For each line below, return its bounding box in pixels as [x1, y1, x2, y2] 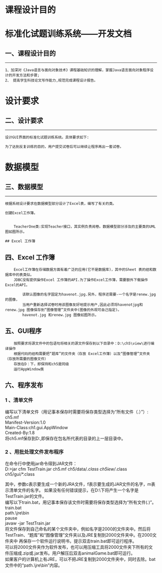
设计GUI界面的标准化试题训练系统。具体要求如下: [5, 135, 89, 140]
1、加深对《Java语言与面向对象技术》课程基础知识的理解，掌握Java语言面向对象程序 [5, 68, 150, 73]
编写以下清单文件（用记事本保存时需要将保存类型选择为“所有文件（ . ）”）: [5, 409, 148, 415]
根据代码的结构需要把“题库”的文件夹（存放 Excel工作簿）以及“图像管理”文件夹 [13, 351, 150, 356]
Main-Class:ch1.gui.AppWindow [5, 424, 68, 430]
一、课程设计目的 [5, 49, 56, 57]
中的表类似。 [12, 272, 34, 277]
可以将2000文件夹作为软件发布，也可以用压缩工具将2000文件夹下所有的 [5, 544, 149, 550]
